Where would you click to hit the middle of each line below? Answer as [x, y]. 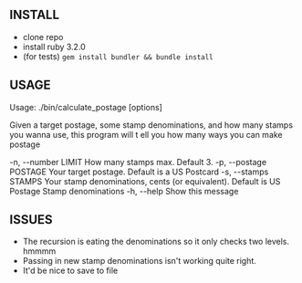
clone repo [43, 37]
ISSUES [31, 220]
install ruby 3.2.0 [54, 47]
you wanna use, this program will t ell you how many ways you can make [146, 134]
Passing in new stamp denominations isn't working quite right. [140, 261]
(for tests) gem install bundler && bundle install [118, 56]
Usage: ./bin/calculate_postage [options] [86, 107]
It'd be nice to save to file [70, 271]
